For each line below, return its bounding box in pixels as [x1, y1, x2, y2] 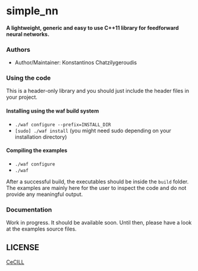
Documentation [6, 205, 52, 214]
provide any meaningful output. [6, 191, 83, 198]
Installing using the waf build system [6, 107, 99, 114]
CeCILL [6, 258, 25, 266]
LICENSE [6, 242, 40, 253]
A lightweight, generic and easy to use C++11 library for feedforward [6, 24, 180, 31]
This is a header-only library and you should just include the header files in [6, 88, 189, 95]
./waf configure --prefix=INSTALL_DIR [14, 122, 111, 127]
